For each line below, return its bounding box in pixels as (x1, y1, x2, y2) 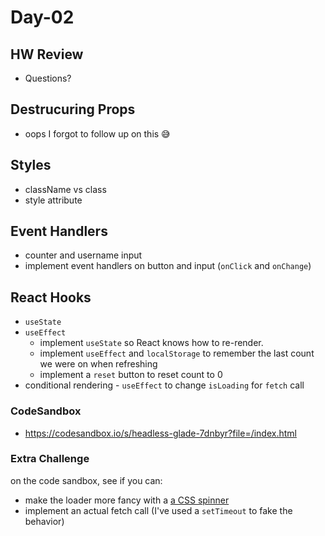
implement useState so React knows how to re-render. (39, 337, 264, 349)
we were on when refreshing (39, 358, 158, 370)
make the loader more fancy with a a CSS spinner (24, 494, 230, 506)
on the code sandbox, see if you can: (10, 474, 163, 486)
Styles (10, 157, 52, 174)
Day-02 (10, 6, 75, 29)
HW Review (10, 46, 84, 63)
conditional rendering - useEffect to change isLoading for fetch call (24, 379, 305, 391)
